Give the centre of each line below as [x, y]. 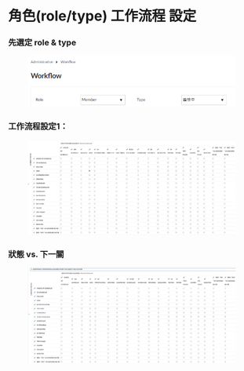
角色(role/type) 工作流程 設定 [102, 16]
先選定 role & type [42, 42]
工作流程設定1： [38, 126]
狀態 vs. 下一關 [36, 254]
